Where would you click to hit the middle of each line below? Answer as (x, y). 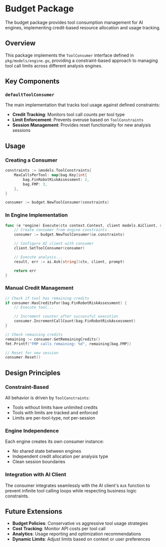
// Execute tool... (34, 307)
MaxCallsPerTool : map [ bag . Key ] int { (51, 175)
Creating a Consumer (31, 160)
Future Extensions (34, 512)
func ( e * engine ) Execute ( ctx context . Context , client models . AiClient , (82, 225)
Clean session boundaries (39, 462)
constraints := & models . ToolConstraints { (48, 171)
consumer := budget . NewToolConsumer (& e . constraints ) (69, 235)
